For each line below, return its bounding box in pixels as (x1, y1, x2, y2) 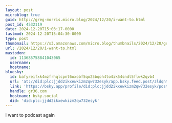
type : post (5, 36, 29, 42)
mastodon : (5, 50, 27, 55)
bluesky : (5, 70, 24, 75)
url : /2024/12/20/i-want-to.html (5, 46, 77, 51)
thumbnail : (5, 41, 29, 46)
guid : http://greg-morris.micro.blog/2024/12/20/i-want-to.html (5, 17, 145, 22)
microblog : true (5, 12, 40, 17)
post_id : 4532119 (5, 22, 42, 27)
